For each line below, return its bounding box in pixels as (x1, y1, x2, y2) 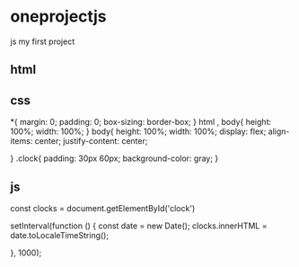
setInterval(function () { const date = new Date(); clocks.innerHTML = (10, 220, 268, 231)
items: (10, 136, 33, 147)
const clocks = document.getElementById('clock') (10, 202, 196, 213)
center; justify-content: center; (34, 136, 148, 147)
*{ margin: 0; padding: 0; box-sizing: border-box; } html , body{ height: (10, 117, 272, 128)
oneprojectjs (10, 6, 107, 27)
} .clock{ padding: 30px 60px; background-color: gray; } (10, 153, 219, 164)
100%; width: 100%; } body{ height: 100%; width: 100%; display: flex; (10, 126, 267, 137)
